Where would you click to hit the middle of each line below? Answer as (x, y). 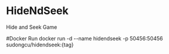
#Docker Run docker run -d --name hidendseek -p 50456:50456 (84, 38)
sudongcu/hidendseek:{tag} (40, 45)
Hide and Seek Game (32, 27)
